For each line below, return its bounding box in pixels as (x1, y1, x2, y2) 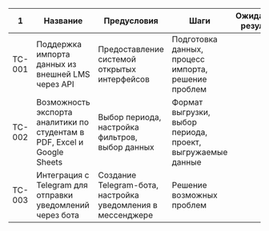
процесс (171, 54, 206, 65)
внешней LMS (35, 69, 90, 79)
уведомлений (35, 200, 90, 210)
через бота (35, 209, 80, 221)
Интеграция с (35, 169, 90, 181)
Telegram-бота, (98, 180, 159, 190)
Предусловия (103, 15, 159, 26)
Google (35, 147, 64, 157)
